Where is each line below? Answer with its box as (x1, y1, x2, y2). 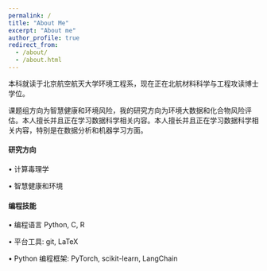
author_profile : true (8, 33, 80, 42)
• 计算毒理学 (8, 165, 49, 174)
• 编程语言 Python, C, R (8, 220, 85, 230)
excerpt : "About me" (8, 26, 77, 34)
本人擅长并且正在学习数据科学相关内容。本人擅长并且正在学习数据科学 (21, 115, 252, 125)
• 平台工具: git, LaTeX (8, 237, 79, 246)
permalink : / (8, 11, 52, 20)
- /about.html (15, 56, 62, 64)
